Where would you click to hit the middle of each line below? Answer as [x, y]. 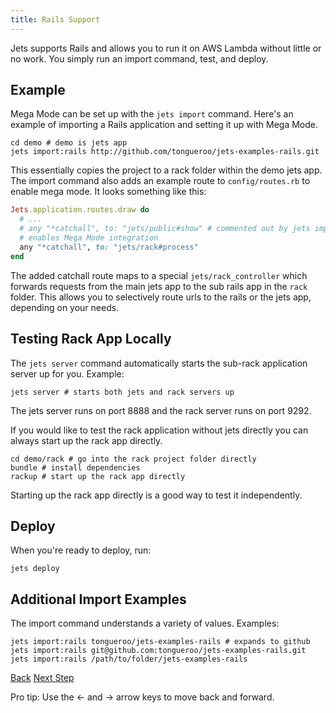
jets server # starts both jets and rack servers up [122, 392]
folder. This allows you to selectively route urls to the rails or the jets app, [161, 297]
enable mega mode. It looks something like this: [108, 192]
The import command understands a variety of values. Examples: [145, 623]
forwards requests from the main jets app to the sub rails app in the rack [159, 286]
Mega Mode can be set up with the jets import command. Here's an [152, 114]
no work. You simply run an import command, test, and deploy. [139, 58]
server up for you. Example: [67, 373]
